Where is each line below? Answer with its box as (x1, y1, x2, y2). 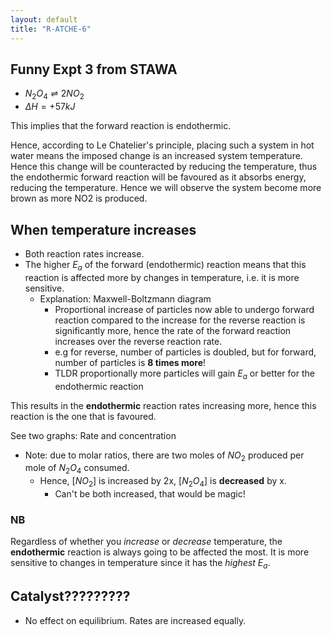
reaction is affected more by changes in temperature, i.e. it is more (24, 271, 300, 283)
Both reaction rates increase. (24, 247, 145, 260)
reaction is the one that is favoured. (10, 410, 157, 422)
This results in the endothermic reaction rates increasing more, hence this (10, 399, 317, 411)
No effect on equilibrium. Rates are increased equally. (24, 614, 247, 626)
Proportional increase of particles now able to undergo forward (54, 303, 315, 315)
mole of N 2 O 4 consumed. (24, 462, 130, 476)
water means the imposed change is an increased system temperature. (10, 150, 303, 162)
